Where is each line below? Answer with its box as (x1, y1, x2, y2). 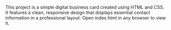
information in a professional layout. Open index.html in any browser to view (5, 15, 166, 20)
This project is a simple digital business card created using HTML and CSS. (5, 4, 164, 10)
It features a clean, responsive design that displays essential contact (5, 9, 150, 15)
